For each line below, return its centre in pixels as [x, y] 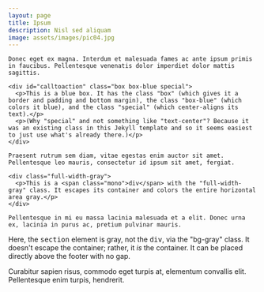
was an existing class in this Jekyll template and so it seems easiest [130, 128]
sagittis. [25, 73]
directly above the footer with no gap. [69, 256]
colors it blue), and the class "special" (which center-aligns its [123, 107]
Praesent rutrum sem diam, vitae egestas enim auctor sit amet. [116, 156]
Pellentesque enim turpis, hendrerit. [66, 280]
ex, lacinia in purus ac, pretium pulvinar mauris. [95, 225]
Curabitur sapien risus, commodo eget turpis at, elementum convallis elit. [127, 271]
